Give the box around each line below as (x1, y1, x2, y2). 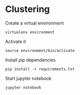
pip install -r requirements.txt (5, 66, 75, 71)
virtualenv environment (5, 29, 55, 34)
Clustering (5, 3, 50, 15)
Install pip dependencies (5, 56, 56, 63)
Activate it (5, 38, 26, 44)
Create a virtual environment (5, 20, 64, 26)
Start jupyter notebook (5, 75, 51, 81)
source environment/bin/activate (5, 48, 75, 53)
